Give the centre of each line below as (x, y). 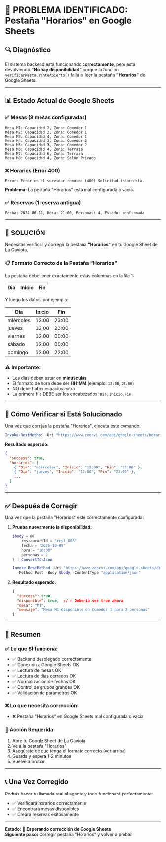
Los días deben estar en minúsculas (50, 378)
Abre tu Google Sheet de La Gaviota (49, 740)
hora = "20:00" (37, 550)
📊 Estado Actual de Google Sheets (60, 101)
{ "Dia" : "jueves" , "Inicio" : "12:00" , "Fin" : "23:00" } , (75, 472)
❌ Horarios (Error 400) (33, 170)
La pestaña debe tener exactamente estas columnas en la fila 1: (70, 276)
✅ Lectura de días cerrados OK (44, 676)
